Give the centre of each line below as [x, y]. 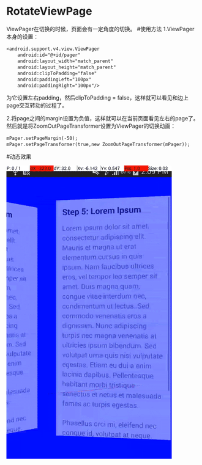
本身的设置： [22, 36]
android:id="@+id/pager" [49, 55]
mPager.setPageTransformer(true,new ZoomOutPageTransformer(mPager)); [98, 144]
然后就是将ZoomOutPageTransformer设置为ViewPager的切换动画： [91, 126]
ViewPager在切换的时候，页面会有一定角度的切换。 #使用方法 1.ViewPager [100, 29]
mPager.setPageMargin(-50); [42, 138]
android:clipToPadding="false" [57, 73]
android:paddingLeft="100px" [54, 79]
